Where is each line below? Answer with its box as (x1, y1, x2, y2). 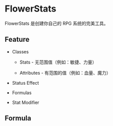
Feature (5, 35, 30, 44)
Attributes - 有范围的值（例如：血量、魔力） (19, 70, 111, 76)
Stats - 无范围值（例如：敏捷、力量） (19, 59, 97, 65)
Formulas (12, 89, 32, 96)
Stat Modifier (12, 99, 39, 105)
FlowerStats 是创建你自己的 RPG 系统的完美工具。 (5, 20, 108, 26)
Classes (12, 48, 29, 54)
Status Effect (12, 80, 39, 86)
